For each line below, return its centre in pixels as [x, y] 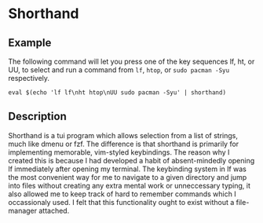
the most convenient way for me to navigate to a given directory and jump [128, 177]
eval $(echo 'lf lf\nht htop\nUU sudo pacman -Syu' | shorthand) [117, 93]
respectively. [29, 78]
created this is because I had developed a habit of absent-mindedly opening [131, 160]
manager [23, 210]
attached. [54, 210]
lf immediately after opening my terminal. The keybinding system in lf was [128, 169]
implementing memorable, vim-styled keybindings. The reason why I [119, 152]
